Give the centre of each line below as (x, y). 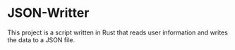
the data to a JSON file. (41, 39)
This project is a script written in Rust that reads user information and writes (117, 32)
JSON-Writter (48, 13)
